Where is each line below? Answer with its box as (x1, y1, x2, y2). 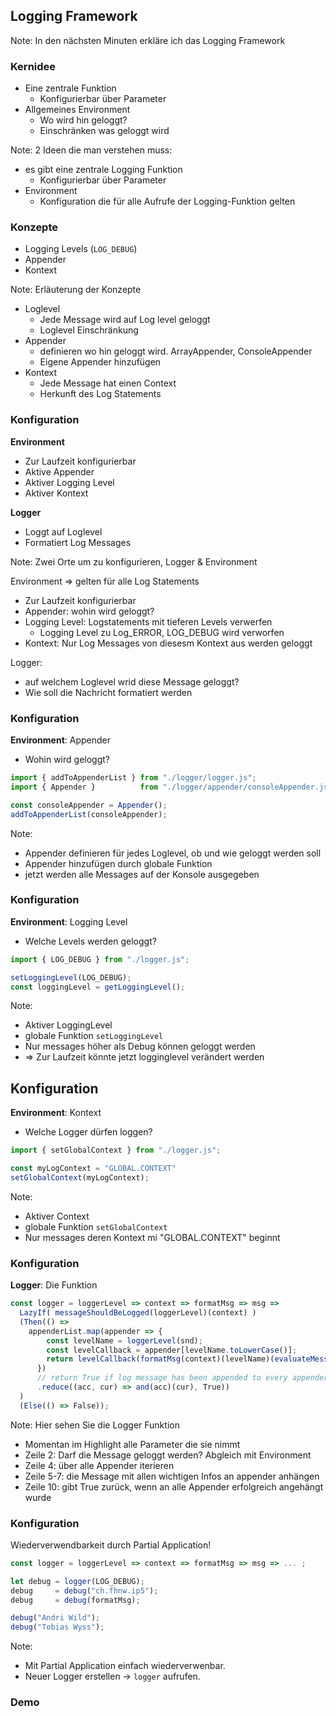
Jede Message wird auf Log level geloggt (39, 314, 211, 326)
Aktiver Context (24, 1210, 90, 1222)
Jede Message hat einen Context (39, 377, 177, 389)
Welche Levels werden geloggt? (24, 935, 157, 947)
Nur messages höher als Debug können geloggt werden (24, 1040, 256, 1053)
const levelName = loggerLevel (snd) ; (46, 1335, 203, 1346)
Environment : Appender (10, 734, 112, 746)
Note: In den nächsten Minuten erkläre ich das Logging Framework (10, 34, 286, 46)
